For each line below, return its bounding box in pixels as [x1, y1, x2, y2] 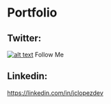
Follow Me [34, 50, 64, 59]
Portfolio [7, 5, 58, 21]
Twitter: [7, 32, 42, 44]
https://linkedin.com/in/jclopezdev [7, 88, 104, 97]
